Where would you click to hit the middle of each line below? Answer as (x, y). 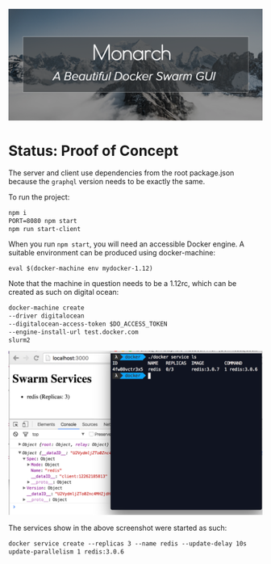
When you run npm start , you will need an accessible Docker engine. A (126, 244)
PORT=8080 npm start (43, 221)
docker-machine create (46, 308)
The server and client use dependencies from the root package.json (121, 173)
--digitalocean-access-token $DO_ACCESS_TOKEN (88, 324)
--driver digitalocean (46, 316)
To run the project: (39, 197)
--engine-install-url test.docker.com (73, 332)
